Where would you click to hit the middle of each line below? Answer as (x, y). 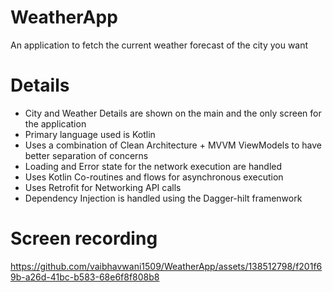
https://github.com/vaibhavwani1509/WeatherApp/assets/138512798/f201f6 (166, 266)
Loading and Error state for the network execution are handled (153, 166)
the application (55, 123)
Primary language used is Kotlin (90, 134)
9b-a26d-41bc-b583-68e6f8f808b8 (85, 277)
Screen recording (84, 238)
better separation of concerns (86, 155)
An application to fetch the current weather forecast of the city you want (159, 45)
